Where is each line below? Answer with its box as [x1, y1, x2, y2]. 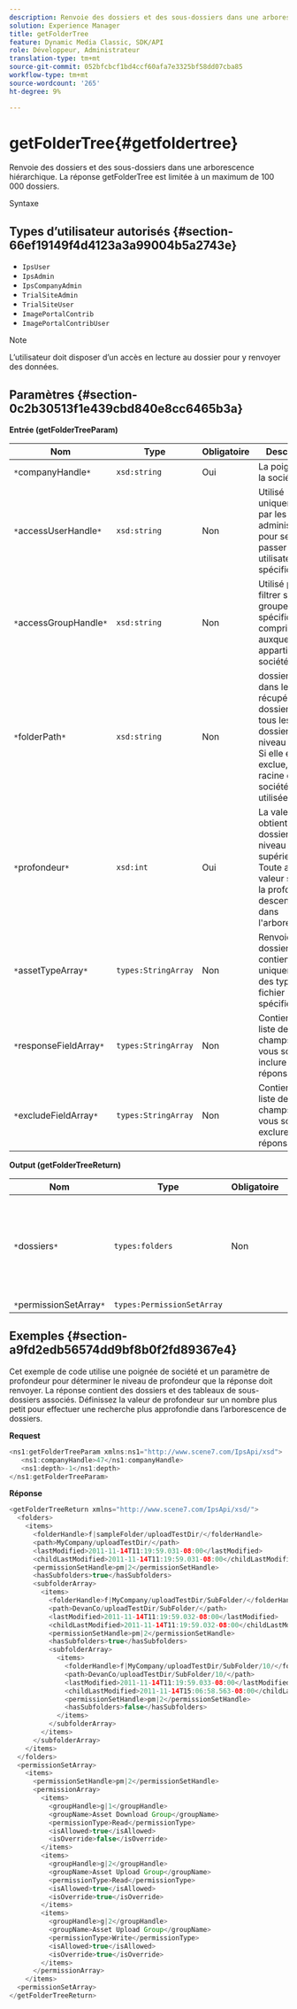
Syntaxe [9, 198, 40, 209]
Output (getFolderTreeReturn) [9, 1160, 122, 1170]
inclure [257, 1056, 287, 1068]
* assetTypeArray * [13, 965, 88, 977]
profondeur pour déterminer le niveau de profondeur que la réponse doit [9, 1375, 273, 1386]
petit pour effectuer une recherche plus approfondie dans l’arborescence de [9, 1403, 287, 1414]
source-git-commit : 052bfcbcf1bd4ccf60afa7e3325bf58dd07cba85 [9, 63, 243, 72]
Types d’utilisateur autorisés [9, 223, 171, 239]
